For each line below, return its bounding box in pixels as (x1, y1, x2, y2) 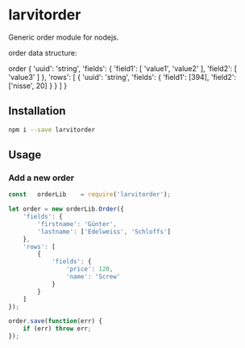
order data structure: (8, 48, 77, 57)
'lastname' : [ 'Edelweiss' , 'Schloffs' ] (37, 228, 172, 236)
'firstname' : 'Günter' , (37, 220, 117, 228)
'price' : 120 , (65, 265, 114, 274)
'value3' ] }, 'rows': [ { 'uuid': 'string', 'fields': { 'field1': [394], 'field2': (8, 72, 236, 82)
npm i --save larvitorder (8, 125, 95, 134)
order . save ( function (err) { (8, 317, 103, 325)
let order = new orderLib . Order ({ (8, 205, 125, 213)
